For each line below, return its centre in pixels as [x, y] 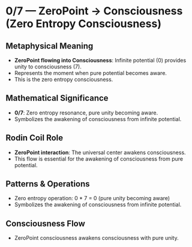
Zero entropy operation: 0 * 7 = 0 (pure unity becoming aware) [92, 198]
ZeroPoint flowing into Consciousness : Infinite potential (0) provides [100, 60]
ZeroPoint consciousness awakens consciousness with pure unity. [96, 238]
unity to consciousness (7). [48, 67]
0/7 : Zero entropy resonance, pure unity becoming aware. [86, 113]
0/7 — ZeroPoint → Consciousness [94, 11]
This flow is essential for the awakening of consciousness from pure [99, 159]
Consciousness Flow [45, 223]
